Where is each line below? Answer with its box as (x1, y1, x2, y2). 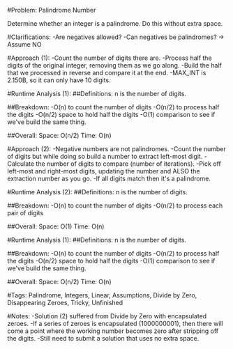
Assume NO (7, 40, 42, 48)
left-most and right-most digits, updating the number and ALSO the (7, 167, 200, 175)
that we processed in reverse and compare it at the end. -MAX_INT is (7, 69, 206, 77)
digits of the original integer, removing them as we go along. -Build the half (7, 61, 222, 69)
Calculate (7, 160, 35, 168)
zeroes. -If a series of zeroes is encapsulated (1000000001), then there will (7, 320, 223, 327)
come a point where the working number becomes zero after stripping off (7, 327, 219, 335)
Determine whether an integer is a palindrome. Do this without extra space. (7, 20, 223, 27)
